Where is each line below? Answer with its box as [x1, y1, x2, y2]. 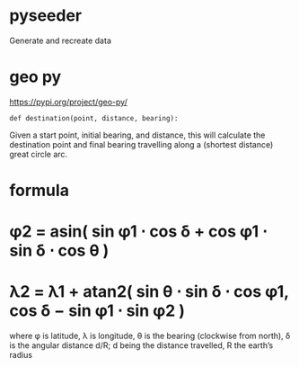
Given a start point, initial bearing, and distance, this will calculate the [9, 130, 266, 140]
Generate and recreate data [9, 35, 112, 46]
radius [9, 350, 33, 361]
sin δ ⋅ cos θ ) [9, 240, 110, 261]
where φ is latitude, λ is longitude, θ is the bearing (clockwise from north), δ [9, 330, 291, 342]
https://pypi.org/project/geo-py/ [9, 96, 128, 107]
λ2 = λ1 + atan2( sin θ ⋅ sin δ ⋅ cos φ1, [9, 282, 289, 302]
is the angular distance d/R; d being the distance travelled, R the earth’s [9, 340, 274, 351]
